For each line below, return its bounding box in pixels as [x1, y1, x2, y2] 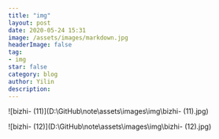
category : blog [8, 70, 58, 78]
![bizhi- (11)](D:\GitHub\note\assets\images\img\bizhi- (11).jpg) [8, 107, 209, 116]
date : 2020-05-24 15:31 [8, 26, 87, 34]
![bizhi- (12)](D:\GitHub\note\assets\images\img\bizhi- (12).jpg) [8, 122, 212, 131]
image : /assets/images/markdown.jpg [8, 33, 128, 42]
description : [8, 85, 51, 93]
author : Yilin [8, 77, 55, 85]
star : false [8, 63, 47, 71]
